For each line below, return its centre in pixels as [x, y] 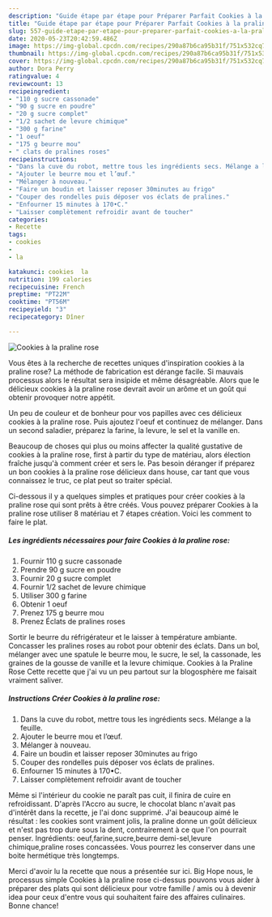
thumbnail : [27, 54]
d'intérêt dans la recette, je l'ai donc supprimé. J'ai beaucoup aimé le [123, 812]
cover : [19, 62]
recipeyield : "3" [38, 310]
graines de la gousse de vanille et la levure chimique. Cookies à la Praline [131, 662]
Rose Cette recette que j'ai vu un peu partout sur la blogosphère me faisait [133, 671]
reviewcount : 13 [36, 84]
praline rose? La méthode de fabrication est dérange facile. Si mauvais [126, 371]
